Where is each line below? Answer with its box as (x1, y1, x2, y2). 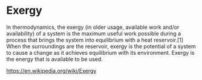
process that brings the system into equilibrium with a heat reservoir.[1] (6, 36, 183, 43)
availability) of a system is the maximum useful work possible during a (6, 29, 181, 37)
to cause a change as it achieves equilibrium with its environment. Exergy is (6, 49, 195, 56)
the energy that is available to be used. (6, 55, 103, 63)
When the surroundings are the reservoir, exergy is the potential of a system (6, 43, 196, 50)
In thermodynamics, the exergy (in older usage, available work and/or (6, 23, 180, 31)
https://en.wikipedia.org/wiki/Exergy (6, 67, 97, 74)
